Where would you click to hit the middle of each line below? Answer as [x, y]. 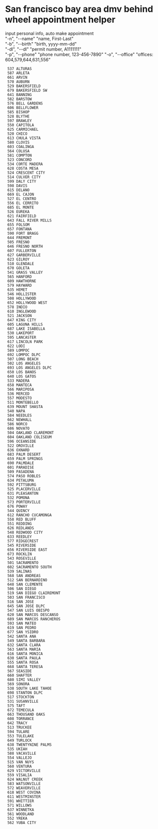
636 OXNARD [18, 450]
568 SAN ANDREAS [24, 575]
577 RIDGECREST [23, 541]
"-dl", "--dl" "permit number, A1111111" [43, 49]
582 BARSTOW [20, 99]
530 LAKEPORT [21, 333]
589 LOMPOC [18, 350]
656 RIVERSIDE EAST [27, 550]
